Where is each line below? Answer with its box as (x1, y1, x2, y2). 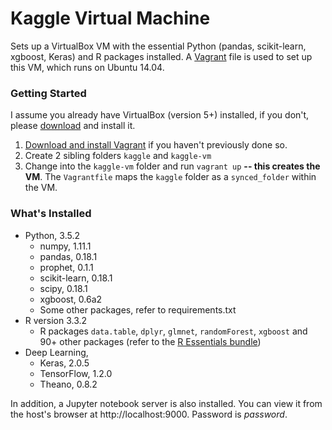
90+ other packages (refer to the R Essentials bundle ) (39, 335, 262, 347)
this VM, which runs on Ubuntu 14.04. (10, 61, 165, 73)
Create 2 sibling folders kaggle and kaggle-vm (24, 150, 212, 162)
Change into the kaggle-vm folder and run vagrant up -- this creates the (24, 160, 321, 172)
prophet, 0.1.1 (39, 261, 94, 273)
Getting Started (10, 86, 87, 100)
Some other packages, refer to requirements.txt (39, 303, 237, 316)
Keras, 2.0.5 (39, 357, 90, 369)
